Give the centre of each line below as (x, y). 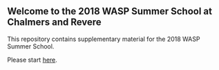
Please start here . (32, 60)
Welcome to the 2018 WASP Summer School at (110, 11)
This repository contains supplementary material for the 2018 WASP (104, 39)
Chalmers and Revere (54, 23)
